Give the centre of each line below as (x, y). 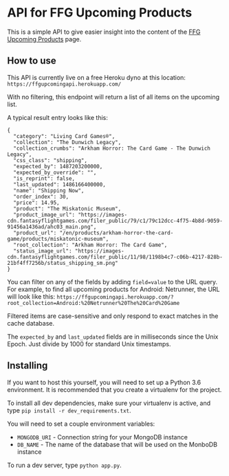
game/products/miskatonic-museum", (58, 239)
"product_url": (35, 232)
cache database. (31, 323)
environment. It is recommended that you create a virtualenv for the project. (115, 389)
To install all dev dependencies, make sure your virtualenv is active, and (109, 403)
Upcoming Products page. (44, 39)
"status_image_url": (43, 251)
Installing (28, 366)
